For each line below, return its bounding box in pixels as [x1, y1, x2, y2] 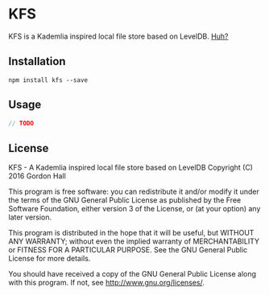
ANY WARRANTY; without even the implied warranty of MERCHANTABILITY [8, 236, 260, 246]
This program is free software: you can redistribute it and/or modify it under [8, 186, 259, 197]
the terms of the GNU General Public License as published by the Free [8, 195, 242, 205]
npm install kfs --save [8, 76, 89, 84]
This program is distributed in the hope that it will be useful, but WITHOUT [8, 228, 255, 238]
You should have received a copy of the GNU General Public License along [8, 269, 256, 279]
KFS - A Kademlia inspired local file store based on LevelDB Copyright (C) [8, 162, 254, 173]
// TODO [8, 119, 35, 127]
